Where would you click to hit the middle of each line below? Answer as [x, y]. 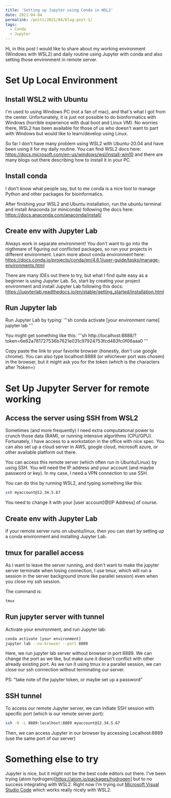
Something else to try [52, 759]
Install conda [26, 176]
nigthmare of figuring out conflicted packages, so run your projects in [79, 249]
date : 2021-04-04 [24, 15]
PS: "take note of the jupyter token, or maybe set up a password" [74, 680]
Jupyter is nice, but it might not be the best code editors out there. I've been [86, 773]
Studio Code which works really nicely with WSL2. [58, 790]
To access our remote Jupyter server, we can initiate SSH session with [80, 708]
